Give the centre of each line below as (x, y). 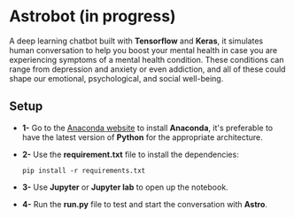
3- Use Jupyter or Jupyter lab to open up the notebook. (125, 187)
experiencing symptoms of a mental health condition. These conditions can (147, 59)
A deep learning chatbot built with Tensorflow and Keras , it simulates (136, 41)
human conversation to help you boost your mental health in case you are (143, 50)
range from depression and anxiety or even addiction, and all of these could (147, 69)
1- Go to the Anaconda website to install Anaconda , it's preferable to (147, 128)
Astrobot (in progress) (93, 16)
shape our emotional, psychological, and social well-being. (116, 78)
